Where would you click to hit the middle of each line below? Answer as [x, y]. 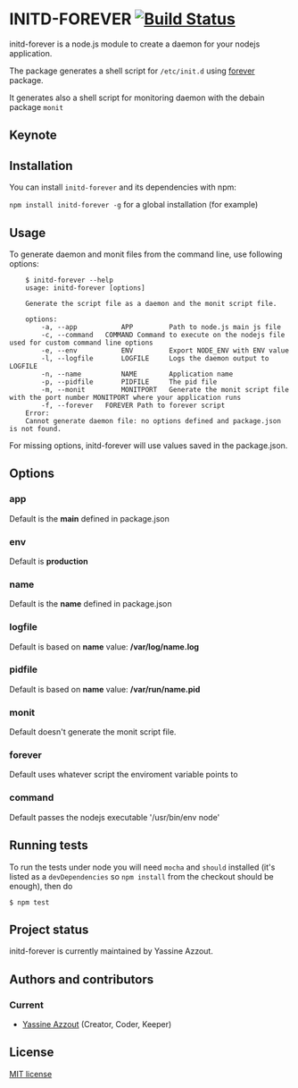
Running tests [49, 846]
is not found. [36, 429]
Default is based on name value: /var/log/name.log [104, 646]
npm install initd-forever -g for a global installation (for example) [134, 205]
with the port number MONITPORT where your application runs [125, 397]
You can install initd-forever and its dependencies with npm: [123, 187]
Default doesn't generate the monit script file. [93, 732]
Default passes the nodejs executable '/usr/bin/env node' [115, 817]
